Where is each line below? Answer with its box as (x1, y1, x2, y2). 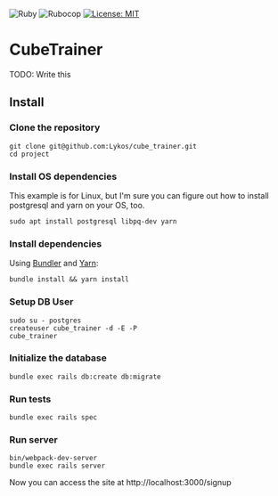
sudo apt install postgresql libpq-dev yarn (9, 216, 177, 226)
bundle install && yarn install (9, 275, 129, 284)
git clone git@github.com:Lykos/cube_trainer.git (9, 142, 198, 150)
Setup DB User (9, 296, 74, 308)
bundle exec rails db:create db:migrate (9, 372, 162, 381)
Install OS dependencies (9, 170, 118, 183)
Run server (9, 434, 58, 446)
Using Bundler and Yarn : (9, 258, 99, 269)
